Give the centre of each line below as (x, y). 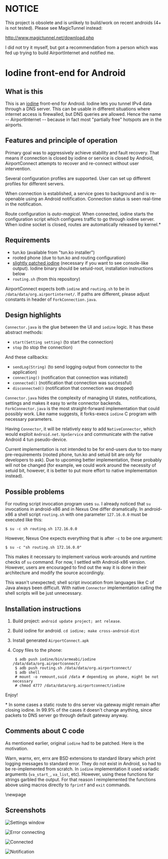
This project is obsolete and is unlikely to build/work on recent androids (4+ (83, 23)
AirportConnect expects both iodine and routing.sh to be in (67, 288)
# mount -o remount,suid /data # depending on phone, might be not (87, 677)
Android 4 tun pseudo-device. (36, 440)
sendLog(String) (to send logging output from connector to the (77, 367)
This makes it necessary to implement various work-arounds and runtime (81, 557)
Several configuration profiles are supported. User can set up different (78, 178)
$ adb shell (27, 672)
